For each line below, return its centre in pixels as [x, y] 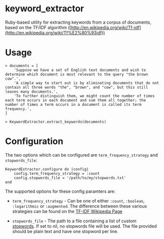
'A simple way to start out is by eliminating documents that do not [87, 83]
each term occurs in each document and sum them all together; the [76, 100]
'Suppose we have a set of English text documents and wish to [80, 70]
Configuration [34, 141]
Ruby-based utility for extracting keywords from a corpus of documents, [78, 22]
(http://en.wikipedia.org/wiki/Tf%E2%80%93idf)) [55, 33]
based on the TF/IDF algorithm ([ [38, 27]
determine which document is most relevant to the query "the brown [77, 74]
